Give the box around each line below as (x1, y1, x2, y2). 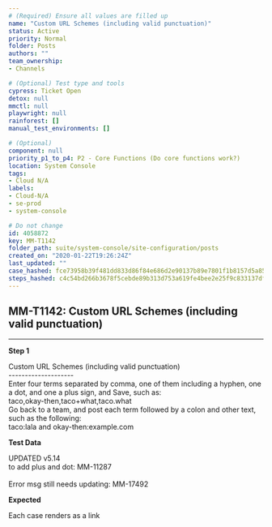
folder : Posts (8, 42, 57, 50)
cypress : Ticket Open (8, 87, 82, 95)
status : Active (8, 27, 60, 35)
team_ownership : (8, 58, 63, 66)
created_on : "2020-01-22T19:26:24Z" (8, 252, 132, 260)
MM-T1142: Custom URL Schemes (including (8, 305, 238, 319)
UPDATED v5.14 (8, 453, 61, 463)
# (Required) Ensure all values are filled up (8, 11, 168, 20)
